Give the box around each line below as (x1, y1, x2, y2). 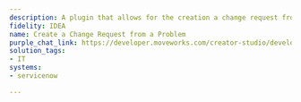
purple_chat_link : (9, 38, 78, 47)
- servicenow (9, 72, 58, 81)
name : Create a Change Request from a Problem (9, 30, 186, 38)
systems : (9, 64, 42, 72)
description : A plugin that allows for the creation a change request (9, 13, 279, 22)
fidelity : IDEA (9, 21, 66, 30)
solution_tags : (9, 47, 66, 55)
